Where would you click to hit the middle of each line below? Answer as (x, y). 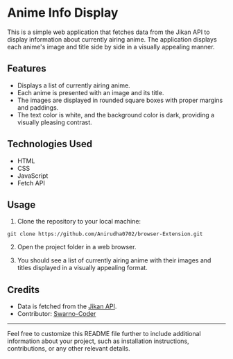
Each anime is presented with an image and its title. (90, 92)
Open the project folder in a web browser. (77, 247)
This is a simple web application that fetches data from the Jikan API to (109, 32)
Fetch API (31, 183)
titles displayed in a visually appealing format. (82, 268)
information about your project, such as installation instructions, (98, 341)
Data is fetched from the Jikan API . (67, 306)
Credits (24, 290)
